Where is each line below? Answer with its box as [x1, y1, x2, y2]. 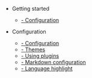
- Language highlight [20, 65, 73, 72]
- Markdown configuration [20, 59, 86, 65]
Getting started [11, 5, 50, 12]
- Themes [20, 46, 46, 53]
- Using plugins [20, 52, 59, 59]
